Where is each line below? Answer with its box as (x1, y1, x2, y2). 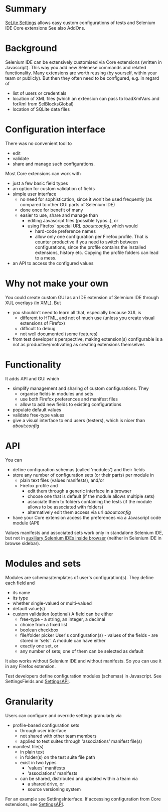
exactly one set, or (20, 643, 59, 649)
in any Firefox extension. (5, 663, 56, 669)
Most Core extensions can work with (5, 170, 81, 176)
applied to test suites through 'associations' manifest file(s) (20, 738, 142, 744)
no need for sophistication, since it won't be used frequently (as (20, 196, 152, 202)
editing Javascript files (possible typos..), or (27, 217, 119, 223)
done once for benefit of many (20, 207, 83, 213)
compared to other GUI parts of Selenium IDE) (20, 201, 115, 207)
